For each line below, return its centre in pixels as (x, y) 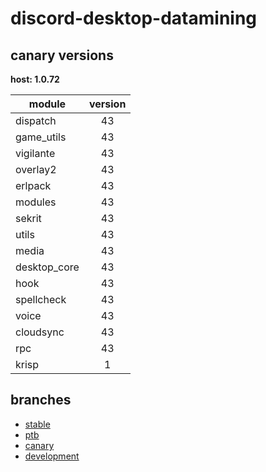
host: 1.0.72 (35, 79)
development (52, 456)
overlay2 (36, 169)
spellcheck (41, 299)
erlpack (33, 185)
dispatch (36, 120)
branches (41, 400)
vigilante (35, 153)
